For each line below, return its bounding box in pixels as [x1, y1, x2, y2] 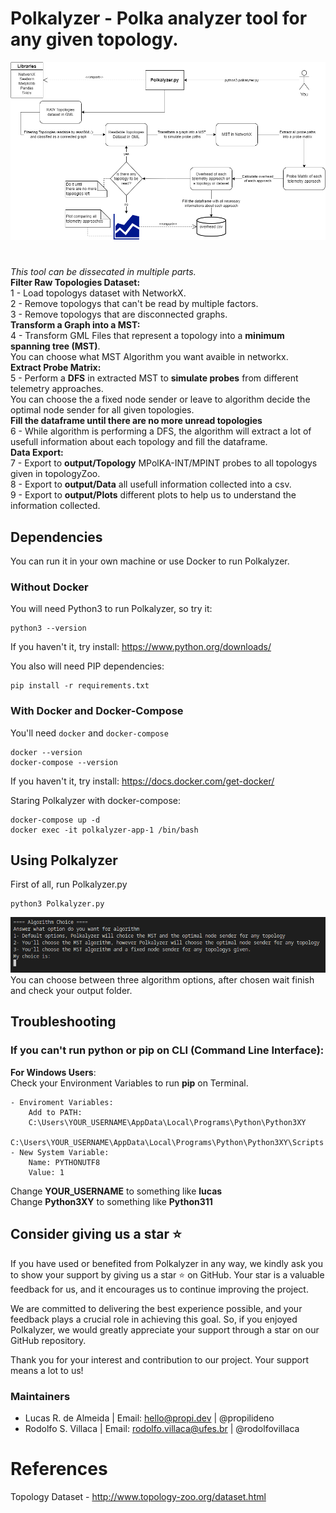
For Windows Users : [10, 1066, 97, 1078]
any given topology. [10, 28, 179, 51]
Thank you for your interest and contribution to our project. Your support [10, 1353, 309, 1366]
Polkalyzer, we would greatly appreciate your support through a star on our [10, 1323, 320, 1336]
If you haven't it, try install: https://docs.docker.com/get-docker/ [10, 775, 275, 787]
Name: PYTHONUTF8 [28, 1157, 101, 1167]
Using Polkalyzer [10, 852, 118, 869]
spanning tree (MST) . [10, 340, 101, 352]
